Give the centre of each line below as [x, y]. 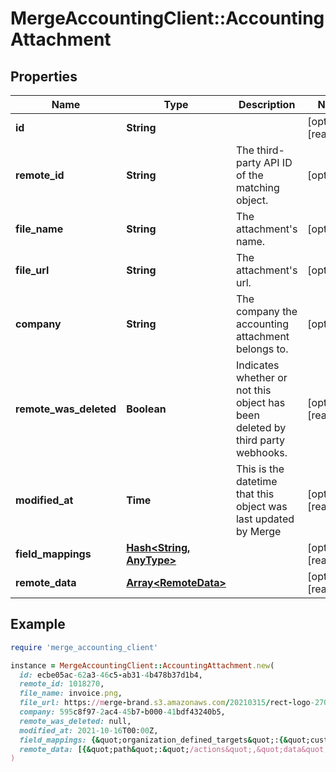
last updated [265, 519]
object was [261, 506]
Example [38, 624]
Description [267, 104]
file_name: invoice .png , [71, 693]
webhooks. [261, 452]
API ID [278, 162]
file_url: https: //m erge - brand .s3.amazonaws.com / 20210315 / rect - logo [165, 703]
